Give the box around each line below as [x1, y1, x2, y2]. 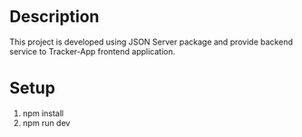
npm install [22, 107, 64, 119]
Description [9, 6, 100, 27]
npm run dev [22, 117, 71, 128]
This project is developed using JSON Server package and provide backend [9, 36, 293, 47]
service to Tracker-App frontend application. [9, 45, 176, 56]
